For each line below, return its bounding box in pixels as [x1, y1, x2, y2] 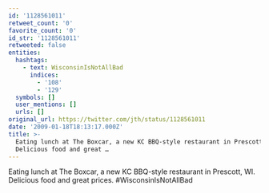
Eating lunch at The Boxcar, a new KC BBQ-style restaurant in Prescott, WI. [8, 167, 256, 176]
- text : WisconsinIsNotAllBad [22, 64, 124, 72]
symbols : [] [15, 93, 56, 101]
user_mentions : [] [15, 100, 78, 108]
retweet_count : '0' [8, 19, 74, 27]
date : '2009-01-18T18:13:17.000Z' [8, 123, 124, 131]
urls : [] [15, 108, 45, 116]
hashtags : [15, 57, 48, 65]
